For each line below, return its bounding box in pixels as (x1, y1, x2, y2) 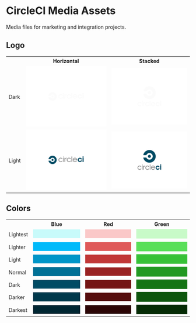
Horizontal (52, 57, 79, 65)
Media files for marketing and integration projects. (6, 23, 127, 30)
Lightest (8, 231, 28, 238)
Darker (8, 294, 25, 301)
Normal (8, 269, 26, 276)
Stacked (139, 57, 160, 65)
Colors (6, 204, 31, 214)
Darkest (8, 306, 27, 314)
